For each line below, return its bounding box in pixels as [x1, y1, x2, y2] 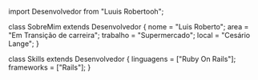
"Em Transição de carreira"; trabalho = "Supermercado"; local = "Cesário [8, 31, 251, 40]
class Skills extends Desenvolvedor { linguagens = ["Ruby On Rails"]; [8, 55, 236, 63]
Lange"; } [8, 39, 40, 48]
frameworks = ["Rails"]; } [8, 63, 91, 72]
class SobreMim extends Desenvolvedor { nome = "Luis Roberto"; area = [8, 22, 249, 31]
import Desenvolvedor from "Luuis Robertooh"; [8, 7, 164, 16]
